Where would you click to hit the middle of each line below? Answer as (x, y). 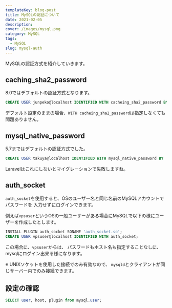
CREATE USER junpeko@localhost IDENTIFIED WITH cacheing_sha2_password (83, 102)
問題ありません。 (23, 119)
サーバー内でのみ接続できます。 (43, 271)
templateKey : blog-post (31, 10)
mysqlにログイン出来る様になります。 (45, 253)
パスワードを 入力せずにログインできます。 (51, 204)
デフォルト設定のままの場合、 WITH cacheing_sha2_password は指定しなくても (85, 113)
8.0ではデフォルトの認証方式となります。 (49, 93)
